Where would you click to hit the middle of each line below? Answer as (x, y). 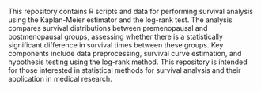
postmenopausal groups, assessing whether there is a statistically (116, 36)
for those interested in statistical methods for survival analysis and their (125, 70)
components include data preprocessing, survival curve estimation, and (125, 53)
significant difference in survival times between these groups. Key (116, 45)
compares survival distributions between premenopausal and (108, 28)
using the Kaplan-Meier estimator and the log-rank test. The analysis (120, 20)
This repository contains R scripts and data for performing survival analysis (130, 11)
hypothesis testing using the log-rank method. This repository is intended (128, 62)
